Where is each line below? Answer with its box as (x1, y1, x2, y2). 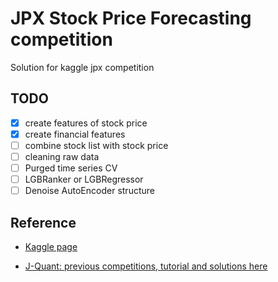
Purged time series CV (24, 162, 118, 174)
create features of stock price (24, 117, 148, 129)
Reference (10, 214, 77, 231)
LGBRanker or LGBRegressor (24, 173, 144, 186)
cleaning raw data (24, 150, 100, 162)
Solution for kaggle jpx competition (10, 61, 155, 73)
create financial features (24, 128, 126, 140)
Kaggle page (24, 241, 78, 252)
